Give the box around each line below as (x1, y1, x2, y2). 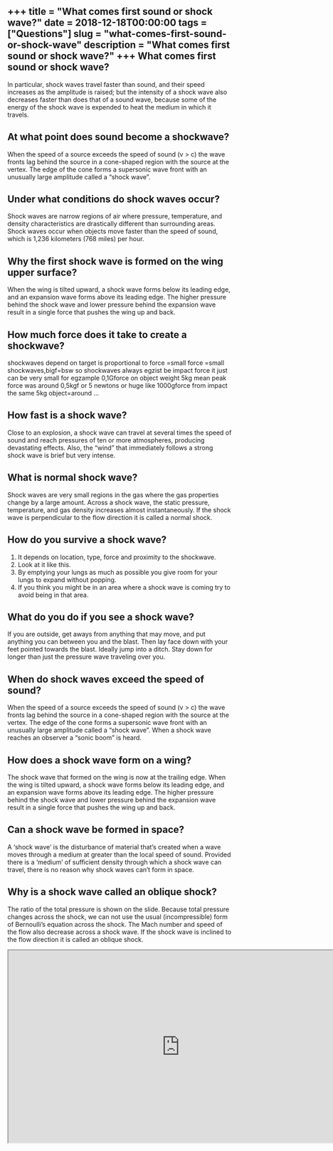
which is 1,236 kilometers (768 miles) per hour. (7, 235, 144, 243)
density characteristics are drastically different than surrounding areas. (7, 220, 216, 228)
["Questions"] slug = (7, 28, 102, 40)
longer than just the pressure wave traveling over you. (7, 652, 166, 661)
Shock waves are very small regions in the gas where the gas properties (7, 490, 219, 499)
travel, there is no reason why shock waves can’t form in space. (7, 865, 194, 874)
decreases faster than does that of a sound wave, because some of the (7, 95, 217, 104)
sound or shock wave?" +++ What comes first (7, 50, 216, 63)
